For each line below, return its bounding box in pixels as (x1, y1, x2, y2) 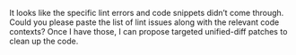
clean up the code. (9, 35, 79, 46)
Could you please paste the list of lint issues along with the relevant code (9, 17, 280, 27)
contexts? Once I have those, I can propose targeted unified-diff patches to (9, 27, 288, 36)
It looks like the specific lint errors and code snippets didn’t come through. (9, 8, 284, 18)
